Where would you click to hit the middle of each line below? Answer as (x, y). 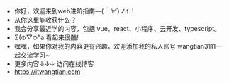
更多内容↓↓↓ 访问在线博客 (54, 64)
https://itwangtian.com (47, 72)
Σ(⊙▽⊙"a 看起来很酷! (46, 37)
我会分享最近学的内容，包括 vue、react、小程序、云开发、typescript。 (117, 28)
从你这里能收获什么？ (45, 20)
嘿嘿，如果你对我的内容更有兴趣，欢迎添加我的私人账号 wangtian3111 (115, 46)
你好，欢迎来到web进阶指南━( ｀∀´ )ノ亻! (74, 11)
